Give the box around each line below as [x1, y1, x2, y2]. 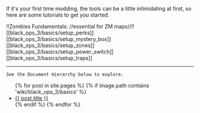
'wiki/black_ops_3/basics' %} [14, 89, 87, 95]
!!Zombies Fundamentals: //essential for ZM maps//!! [6, 23, 135, 30]
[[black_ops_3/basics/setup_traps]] [6, 55, 92, 61]
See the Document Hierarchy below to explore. [6, 71, 124, 77]
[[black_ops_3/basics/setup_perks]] [6, 29, 94, 36]
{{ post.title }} [14, 95, 49, 102]
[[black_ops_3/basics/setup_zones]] [6, 42, 95, 49]
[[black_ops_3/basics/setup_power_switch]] [6, 48, 114, 55]
